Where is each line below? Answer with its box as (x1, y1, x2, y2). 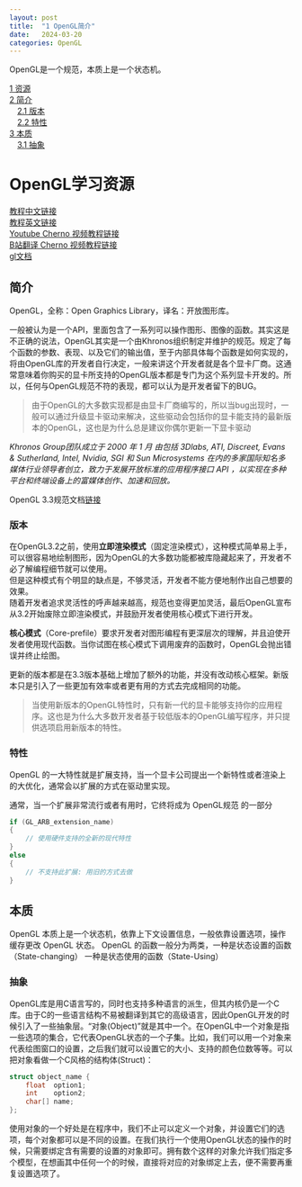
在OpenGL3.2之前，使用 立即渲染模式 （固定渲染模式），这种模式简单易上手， (9, 541, 292, 552)
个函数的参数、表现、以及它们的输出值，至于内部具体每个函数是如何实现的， (9, 347, 293, 357)
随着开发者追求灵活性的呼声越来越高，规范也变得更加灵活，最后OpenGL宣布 (9, 598, 292, 608)
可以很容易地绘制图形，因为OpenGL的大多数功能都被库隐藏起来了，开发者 (9, 553, 285, 563)
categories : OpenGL (9, 38, 83, 48)
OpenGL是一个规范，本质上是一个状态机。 (9, 64, 166, 75)
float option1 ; (25, 1081, 87, 1090)
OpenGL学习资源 (9, 175, 135, 194)
